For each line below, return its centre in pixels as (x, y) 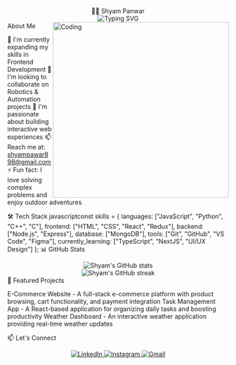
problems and (27, 195)
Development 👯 (29, 69)
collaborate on (28, 84)
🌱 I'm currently (29, 39)
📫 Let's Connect (32, 338)
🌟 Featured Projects (36, 280)
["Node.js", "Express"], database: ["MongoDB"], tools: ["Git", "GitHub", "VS (116, 234)
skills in (18, 54)
